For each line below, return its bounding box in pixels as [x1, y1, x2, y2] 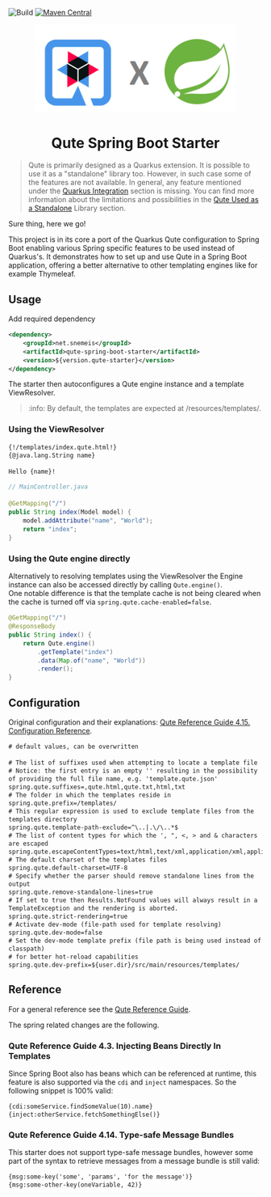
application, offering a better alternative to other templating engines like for [8, 260, 258, 270]
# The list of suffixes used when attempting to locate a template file [8, 759, 258, 767]
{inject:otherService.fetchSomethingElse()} [8, 1110, 161, 1119]
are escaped [8, 840, 48, 848]
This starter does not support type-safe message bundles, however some [8, 1148, 254, 1157]
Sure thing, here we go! [8, 219, 86, 229]
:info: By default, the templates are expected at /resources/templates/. [27, 404, 262, 413]
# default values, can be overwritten [8, 742, 139, 751]
